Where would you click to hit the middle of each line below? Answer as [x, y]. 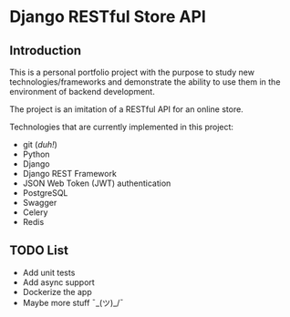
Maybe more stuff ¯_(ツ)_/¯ [73, 302]
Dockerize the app [57, 291]
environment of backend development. [82, 92]
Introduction [46, 51]
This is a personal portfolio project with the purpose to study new [132, 72]
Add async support [59, 282]
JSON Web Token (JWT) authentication [97, 183]
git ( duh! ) [40, 144]
